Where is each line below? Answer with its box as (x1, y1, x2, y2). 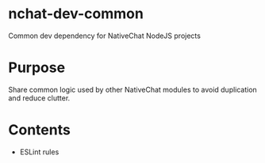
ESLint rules (19, 147, 60, 157)
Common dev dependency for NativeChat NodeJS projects (8, 31, 201, 40)
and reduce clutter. (8, 93, 71, 103)
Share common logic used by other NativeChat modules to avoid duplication (8, 85, 258, 94)
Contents (8, 121, 71, 139)
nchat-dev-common (8, 5, 144, 23)
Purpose (8, 59, 66, 77)
